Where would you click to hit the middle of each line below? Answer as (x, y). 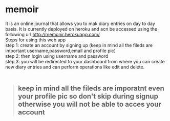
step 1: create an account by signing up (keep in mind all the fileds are (79, 45)
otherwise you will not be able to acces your (89, 104)
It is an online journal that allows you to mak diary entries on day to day (80, 23)
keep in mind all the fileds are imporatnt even (91, 89)
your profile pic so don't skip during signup (88, 96)
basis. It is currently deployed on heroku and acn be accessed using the (81, 29)
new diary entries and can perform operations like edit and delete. (75, 67)
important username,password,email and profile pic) (61, 51)
